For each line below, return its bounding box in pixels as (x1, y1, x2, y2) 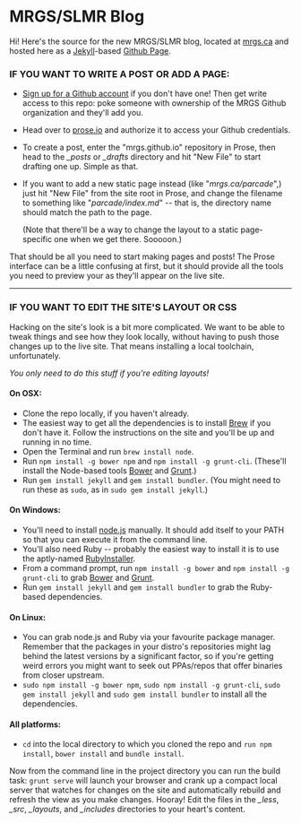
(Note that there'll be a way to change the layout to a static (21, 224, 239, 235)
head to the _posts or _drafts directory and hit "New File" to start (21, 152, 262, 162)
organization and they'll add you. (21, 108, 143, 118)
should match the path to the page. (21, 207, 152, 218)
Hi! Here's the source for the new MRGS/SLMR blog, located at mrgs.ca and (9, 36, 289, 47)
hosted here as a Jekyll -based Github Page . (9, 45, 172, 56)
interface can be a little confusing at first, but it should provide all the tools (9, 261, 284, 272)
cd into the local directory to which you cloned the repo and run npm (21, 739, 272, 749)
